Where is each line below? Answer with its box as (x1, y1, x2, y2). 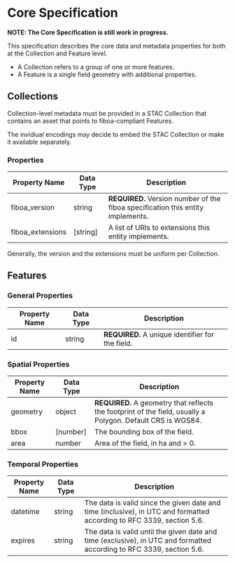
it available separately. (7, 137, 72, 146)
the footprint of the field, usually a (94, 407, 206, 416)
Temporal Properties (7, 459, 79, 469)
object (55, 407, 77, 416)
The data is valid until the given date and (84, 527, 218, 537)
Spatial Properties (7, 359, 70, 369)
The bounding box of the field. (94, 427, 194, 437)
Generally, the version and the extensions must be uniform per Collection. (7, 250, 220, 258)
